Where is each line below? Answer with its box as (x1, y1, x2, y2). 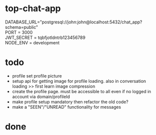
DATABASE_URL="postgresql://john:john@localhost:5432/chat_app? (5, 19, 142, 25)
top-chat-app (5, 3, 61, 14)
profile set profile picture (12, 73, 62, 78)
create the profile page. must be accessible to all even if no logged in (12, 88, 151, 94)
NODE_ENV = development (5, 39, 60, 45)
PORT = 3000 (5, 29, 33, 35)
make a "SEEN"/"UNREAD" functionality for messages (12, 104, 121, 110)
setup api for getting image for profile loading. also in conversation (12, 78, 146, 84)
